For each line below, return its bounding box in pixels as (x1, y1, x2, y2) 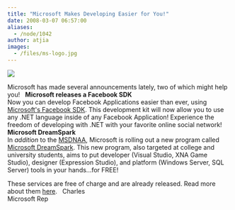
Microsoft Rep (7, 194, 49, 203)
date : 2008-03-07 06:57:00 (7, 17, 87, 24)
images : (7, 43, 30, 50)
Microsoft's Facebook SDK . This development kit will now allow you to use (7, 105, 224, 114)
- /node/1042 (13, 30, 52, 38)
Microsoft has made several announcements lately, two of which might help (7, 82, 228, 91)
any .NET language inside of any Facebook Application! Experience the (7, 113, 214, 121)
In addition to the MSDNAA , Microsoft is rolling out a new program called (7, 136, 219, 144)
